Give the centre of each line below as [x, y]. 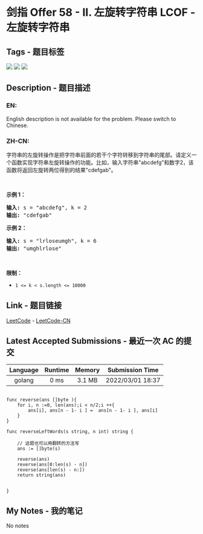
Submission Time [133, 370]
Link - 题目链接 [34, 305]
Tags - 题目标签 [35, 52]
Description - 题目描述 [48, 88]
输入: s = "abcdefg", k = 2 [47, 207]
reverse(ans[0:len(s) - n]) [52, 464]
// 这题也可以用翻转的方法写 [48, 443]
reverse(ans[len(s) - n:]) [51, 470]
